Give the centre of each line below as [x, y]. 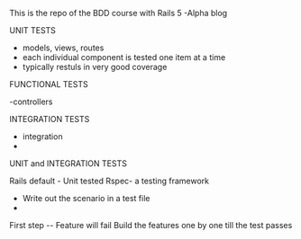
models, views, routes [63, 48]
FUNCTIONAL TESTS [49, 84]
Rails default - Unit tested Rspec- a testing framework [109, 181]
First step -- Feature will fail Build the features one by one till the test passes [151, 225]
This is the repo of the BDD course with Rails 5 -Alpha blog [119, 13]
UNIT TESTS [33, 30]
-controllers [31, 102]
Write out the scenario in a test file [86, 198]
